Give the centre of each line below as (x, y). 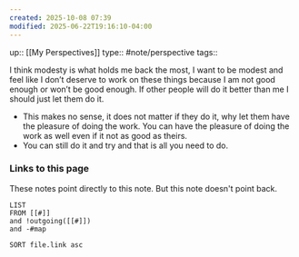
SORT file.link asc (46, 245)
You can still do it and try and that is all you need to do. (125, 145)
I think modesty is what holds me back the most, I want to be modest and (146, 70)
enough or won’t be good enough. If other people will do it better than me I (149, 89)
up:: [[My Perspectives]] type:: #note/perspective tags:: (114, 52)
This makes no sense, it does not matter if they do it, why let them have (156, 116)
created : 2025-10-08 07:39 (60, 18)
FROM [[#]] (30, 213)
